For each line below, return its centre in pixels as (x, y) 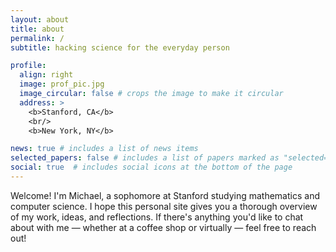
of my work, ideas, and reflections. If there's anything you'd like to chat (157, 217)
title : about (37, 29)
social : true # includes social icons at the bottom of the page (151, 167)
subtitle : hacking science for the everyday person (120, 47)
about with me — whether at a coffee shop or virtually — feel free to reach (163, 227)
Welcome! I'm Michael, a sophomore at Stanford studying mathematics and (165, 195)
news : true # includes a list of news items (104, 149)
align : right (46, 75)
